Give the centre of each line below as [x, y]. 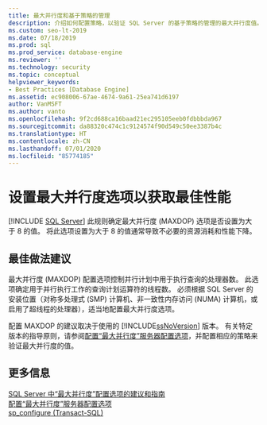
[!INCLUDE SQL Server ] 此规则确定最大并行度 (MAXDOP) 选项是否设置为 [127, 221]
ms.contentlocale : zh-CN [49, 141]
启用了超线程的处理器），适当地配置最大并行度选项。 [93, 309]
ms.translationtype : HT [48, 133]
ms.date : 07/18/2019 [43, 38]
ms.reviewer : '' [35, 60]
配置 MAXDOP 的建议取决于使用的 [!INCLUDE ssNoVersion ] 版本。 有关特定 [130, 326]
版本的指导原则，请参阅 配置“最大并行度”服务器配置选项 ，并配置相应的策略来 [133, 336]
